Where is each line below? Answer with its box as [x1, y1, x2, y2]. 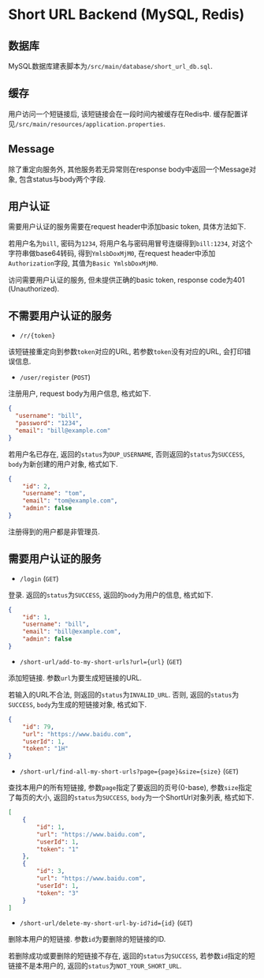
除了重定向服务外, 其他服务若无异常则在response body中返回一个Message [8, 164, 250, 174]
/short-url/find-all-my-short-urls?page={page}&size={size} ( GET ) [19, 766, 239, 776]
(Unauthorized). [8, 284, 60, 294]
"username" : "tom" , [22, 490, 87, 498]
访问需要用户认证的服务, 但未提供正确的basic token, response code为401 [8, 275, 245, 285]
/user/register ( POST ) [19, 373, 91, 382]
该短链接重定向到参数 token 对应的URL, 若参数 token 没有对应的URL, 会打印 [8, 347, 244, 356]
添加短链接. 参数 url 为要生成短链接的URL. [8, 673, 142, 683]
